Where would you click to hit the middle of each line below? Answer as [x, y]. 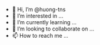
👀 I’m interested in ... [38, 16]
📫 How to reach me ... [40, 36]
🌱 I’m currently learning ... [44, 22]
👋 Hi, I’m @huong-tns [39, 9]
